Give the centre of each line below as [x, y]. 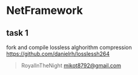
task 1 [17, 33]
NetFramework [45, 11]
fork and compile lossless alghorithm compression [69, 47]
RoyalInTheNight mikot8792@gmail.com [71, 65]
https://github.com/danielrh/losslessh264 [58, 54]
